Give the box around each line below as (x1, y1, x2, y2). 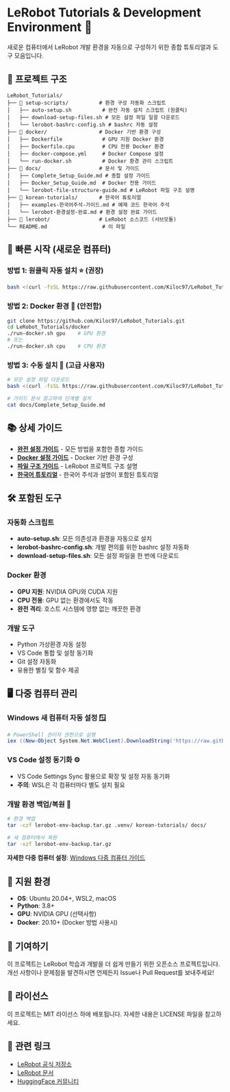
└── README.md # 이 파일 (7, 223, 126, 230)
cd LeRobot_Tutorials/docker (7, 324, 90, 330)
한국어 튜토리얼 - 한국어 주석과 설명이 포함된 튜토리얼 (16, 470, 159, 478)
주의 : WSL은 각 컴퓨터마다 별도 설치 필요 (16, 780, 125, 789)
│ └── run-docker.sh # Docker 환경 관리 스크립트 (7, 158, 174, 165)
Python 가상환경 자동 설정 (16, 640, 87, 648)
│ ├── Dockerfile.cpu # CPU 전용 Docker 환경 (7, 143, 164, 150)
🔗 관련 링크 (7, 1041, 51, 1052)
